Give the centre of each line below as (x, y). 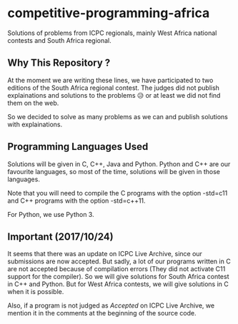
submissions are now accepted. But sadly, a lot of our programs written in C (119, 261)
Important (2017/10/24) (60, 237)
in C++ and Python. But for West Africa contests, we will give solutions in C (118, 284)
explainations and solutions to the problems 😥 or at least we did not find (114, 95)
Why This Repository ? (59, 63)
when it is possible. (36, 292)
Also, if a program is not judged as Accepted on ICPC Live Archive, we (111, 305)
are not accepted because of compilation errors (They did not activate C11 (116, 269)
